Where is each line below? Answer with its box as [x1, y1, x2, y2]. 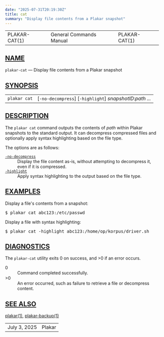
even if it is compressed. [17, 164, 67, 169]
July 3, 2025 [7, 324, 38, 331]
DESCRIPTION [5, 112, 49, 120]
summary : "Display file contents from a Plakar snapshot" [5, 16, 125, 21]
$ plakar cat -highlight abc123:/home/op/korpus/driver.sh [5, 228, 150, 234]
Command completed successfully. [17, 270, 88, 276]
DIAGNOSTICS [5, 242, 50, 251]
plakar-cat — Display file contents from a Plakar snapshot [5, 67, 123, 73]
